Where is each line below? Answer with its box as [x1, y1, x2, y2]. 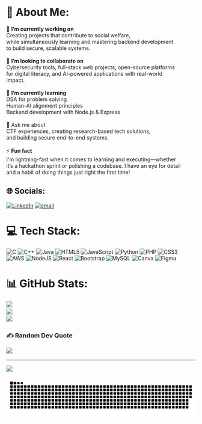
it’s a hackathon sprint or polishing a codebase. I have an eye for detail [6, 162, 181, 169]
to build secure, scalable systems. [6, 45, 91, 52]
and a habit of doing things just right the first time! [6, 168, 130, 176]
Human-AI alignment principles [6, 102, 83, 109]
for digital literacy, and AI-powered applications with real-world [6, 70, 163, 77]
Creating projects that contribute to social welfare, [6, 31, 131, 38]
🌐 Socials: [6, 186, 46, 196]
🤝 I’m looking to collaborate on [6, 57, 84, 64]
